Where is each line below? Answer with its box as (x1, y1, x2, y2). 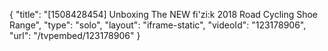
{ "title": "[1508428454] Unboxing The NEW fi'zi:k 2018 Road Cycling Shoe (9, 9, 319, 20)
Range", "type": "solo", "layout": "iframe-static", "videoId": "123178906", (9, 19, 307, 31)
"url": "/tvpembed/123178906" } (9, 30, 141, 41)
